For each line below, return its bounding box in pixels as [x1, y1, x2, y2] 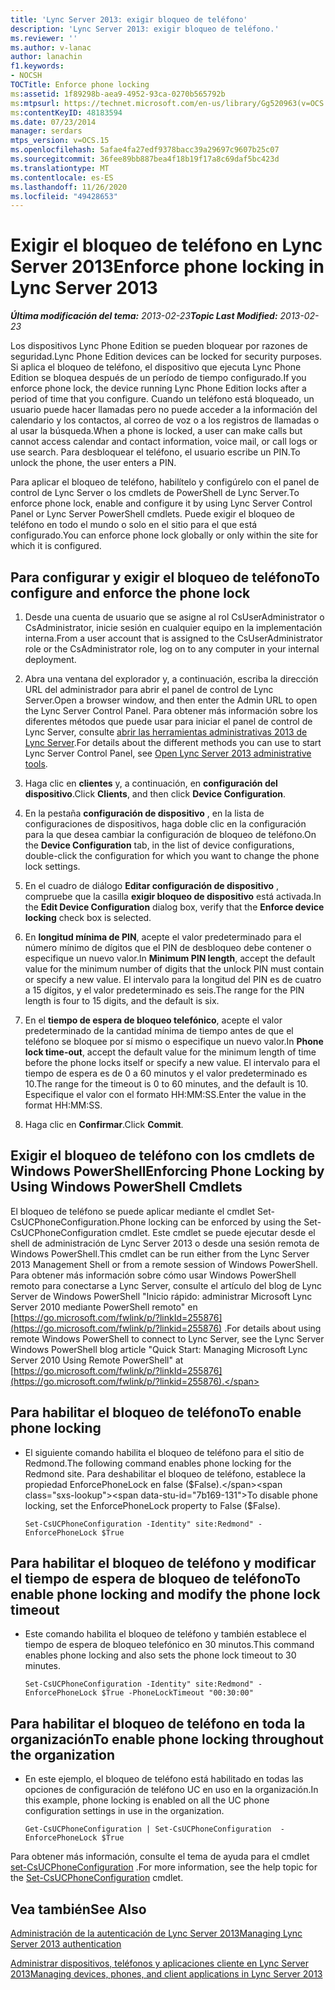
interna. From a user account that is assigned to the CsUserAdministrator [24, 632, 323, 644]
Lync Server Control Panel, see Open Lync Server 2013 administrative [24, 747, 312, 759]
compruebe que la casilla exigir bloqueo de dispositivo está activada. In [24, 891, 322, 902]
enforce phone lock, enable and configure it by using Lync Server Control [10, 497, 313, 510]
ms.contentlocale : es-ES [10, 172, 114, 183]
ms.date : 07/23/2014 [10, 117, 97, 127]
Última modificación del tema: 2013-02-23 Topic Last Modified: [10, 310, 278, 322]
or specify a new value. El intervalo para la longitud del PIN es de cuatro [24, 974, 322, 985]
